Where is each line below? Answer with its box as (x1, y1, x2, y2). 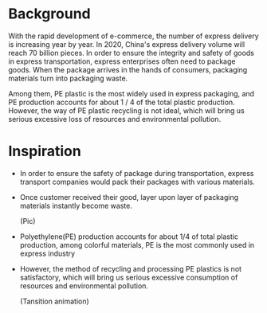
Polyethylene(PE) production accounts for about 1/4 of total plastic (19, 232, 239, 241)
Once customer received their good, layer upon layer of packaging (19, 192, 239, 201)
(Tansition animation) (19, 296, 89, 306)
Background (8, 5, 91, 23)
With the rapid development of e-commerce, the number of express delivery (8, 31, 259, 41)
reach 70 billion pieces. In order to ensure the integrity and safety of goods (8, 48, 255, 57)
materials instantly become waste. (19, 201, 133, 210)
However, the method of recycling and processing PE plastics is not (19, 264, 241, 273)
